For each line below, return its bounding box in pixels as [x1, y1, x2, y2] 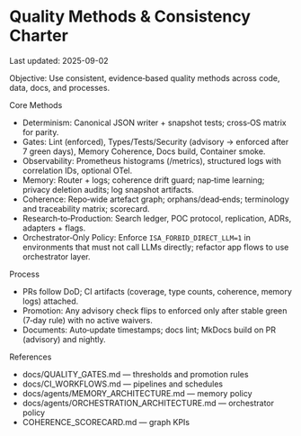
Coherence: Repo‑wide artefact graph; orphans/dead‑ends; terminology [22, 194, 289, 204]
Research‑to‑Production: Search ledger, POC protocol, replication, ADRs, [22, 213, 292, 223]
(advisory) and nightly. [22, 333, 106, 344]
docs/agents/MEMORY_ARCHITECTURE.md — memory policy [22, 387, 253, 398]
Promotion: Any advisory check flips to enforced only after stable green [22, 304, 288, 316]
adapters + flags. [22, 223, 86, 233]
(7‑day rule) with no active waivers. [22, 314, 153, 325]
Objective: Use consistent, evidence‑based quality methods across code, [9, 72, 280, 83]
